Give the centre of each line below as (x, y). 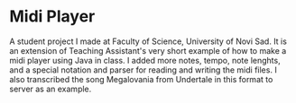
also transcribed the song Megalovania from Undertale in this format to (141, 79)
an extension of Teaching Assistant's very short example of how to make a (148, 50)
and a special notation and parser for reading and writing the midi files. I (143, 70)
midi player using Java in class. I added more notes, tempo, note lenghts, (145, 60)
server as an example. (51, 89)
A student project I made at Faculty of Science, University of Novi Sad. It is (148, 41)
